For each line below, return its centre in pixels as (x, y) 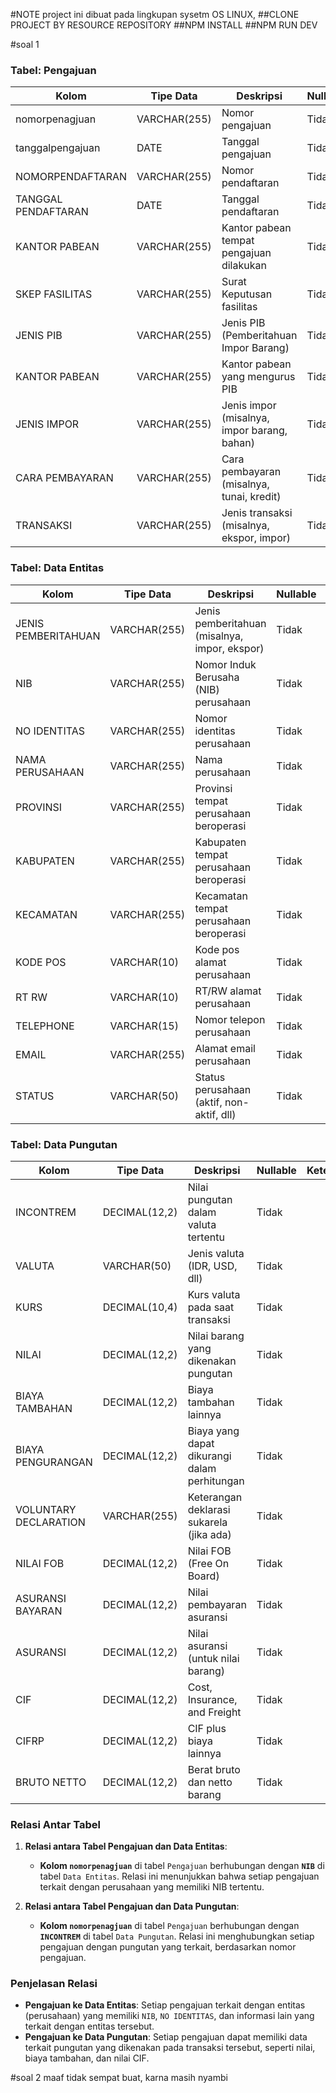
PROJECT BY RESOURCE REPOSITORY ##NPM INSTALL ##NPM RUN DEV (164, 25)
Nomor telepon (230, 1019)
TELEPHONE (45, 1026)
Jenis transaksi (257, 513)
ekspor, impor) (256, 538)
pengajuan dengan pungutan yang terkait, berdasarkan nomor (168, 1947)
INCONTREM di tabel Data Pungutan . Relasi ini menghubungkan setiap (177, 1936)
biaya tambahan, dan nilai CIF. (87, 2058)
